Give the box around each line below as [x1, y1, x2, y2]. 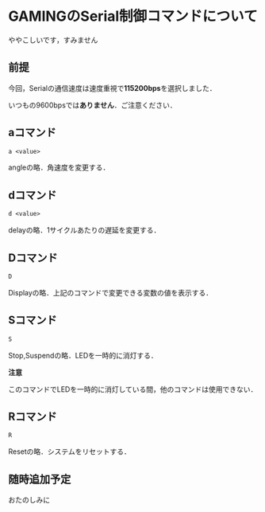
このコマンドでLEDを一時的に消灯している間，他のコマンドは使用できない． [8, 384, 258, 394]
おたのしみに [8, 495, 50, 504]
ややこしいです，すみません [8, 35, 98, 45]
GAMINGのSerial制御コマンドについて [8, 7, 258, 25]
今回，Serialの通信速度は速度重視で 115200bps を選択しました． [8, 83, 217, 92]
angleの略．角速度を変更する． [8, 162, 110, 172]
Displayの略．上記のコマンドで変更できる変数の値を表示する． [8, 287, 213, 297]
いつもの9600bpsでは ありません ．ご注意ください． [8, 100, 177, 110]
